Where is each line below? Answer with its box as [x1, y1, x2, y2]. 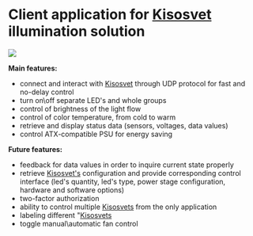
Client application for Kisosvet [8, 6, 212, 24]
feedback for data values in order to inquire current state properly [19, 160, 235, 169]
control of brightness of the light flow [19, 104, 142, 113]
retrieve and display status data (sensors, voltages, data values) [19, 120, 228, 130]
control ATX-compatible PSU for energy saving [19, 129, 172, 139]
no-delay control [19, 87, 74, 97]
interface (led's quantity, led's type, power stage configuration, [19, 177, 226, 186]
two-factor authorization [19, 193, 100, 203]
